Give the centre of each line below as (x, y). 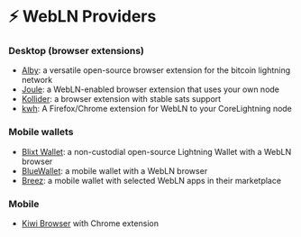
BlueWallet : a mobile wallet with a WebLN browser (114, 170)
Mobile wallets (41, 132)
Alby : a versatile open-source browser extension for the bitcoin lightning (156, 70)
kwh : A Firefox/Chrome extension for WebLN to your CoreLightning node (156, 109)
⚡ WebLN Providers (82, 17)
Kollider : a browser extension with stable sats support (121, 99)
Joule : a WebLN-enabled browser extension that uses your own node (150, 89)
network (37, 80)
